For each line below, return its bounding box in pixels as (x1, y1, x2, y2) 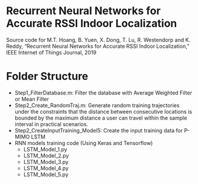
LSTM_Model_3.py (23, 158, 69, 165)
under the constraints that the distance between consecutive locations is (14, 108, 192, 115)
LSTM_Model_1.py (23, 146, 67, 153)
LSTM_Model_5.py (23, 170, 69, 178)
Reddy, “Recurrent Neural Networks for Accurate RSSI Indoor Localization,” (6, 43, 190, 50)
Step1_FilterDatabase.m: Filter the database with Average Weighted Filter (14, 89, 192, 96)
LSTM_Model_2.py (23, 152, 69, 159)
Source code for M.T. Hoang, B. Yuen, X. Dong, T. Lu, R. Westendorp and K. (6, 36, 191, 43)
